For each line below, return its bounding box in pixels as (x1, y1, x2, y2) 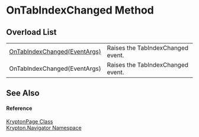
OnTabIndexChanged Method (6, 4, 154, 17)
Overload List (6, 27, 57, 37)
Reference (6, 105, 33, 112)
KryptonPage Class (6, 118, 53, 125)
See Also (6, 88, 40, 98)
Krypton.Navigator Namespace (6, 124, 82, 131)
